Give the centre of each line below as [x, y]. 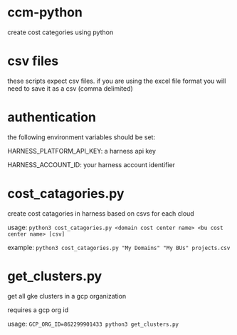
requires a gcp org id [38, 310]
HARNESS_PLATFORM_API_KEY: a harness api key [82, 151]
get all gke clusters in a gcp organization [67, 296]
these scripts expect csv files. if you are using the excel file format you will [117, 81]
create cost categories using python [60, 32]
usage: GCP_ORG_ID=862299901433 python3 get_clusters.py [93, 324]
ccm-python [45, 12]
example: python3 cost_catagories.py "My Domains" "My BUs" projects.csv [119, 247]
